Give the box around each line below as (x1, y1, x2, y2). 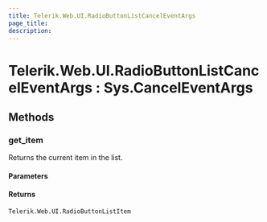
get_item (8, 134, 44, 146)
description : (8, 27, 52, 35)
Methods (8, 110, 55, 124)
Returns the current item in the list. (8, 153, 123, 162)
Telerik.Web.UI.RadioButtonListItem (8, 208, 131, 216)
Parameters (8, 171, 48, 181)
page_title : (8, 19, 48, 27)
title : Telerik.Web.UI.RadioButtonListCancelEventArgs (8, 11, 196, 20)
